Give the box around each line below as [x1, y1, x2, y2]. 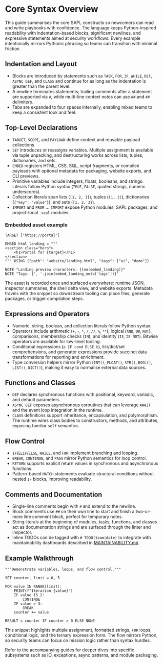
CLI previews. [12, 173, 40, 179]
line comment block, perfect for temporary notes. [23, 514, 123, 520]
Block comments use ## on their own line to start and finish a [12, 509, 135, 515]
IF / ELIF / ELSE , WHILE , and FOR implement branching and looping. [12, 450, 139, 456]
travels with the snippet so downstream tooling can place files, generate [5, 290, 150, 296]
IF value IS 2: [14, 592, 45, 597]
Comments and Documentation [5, 490, 102, 498]
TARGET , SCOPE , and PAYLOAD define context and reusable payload [12, 136, 141, 143]
